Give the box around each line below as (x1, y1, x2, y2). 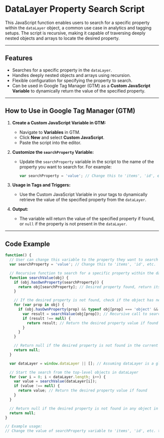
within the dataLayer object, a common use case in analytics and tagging (5, 24, 152, 30)
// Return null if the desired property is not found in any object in (9, 406, 159, 411)
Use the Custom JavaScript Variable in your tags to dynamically (19, 192, 148, 197)
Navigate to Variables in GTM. (19, 129, 81, 135)
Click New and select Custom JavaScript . (19, 134, 105, 140)
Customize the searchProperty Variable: (12, 149, 94, 155)
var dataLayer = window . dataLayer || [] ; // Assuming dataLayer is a (9, 361, 154, 366)
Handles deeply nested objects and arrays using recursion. (12, 72, 131, 78)
